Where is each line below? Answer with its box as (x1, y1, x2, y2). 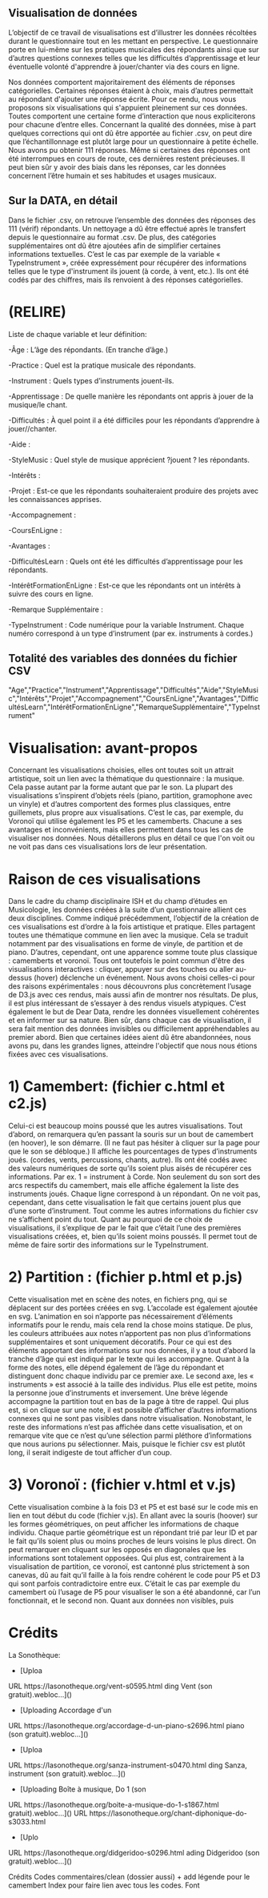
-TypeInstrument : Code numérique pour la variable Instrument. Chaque (8, 620, 245, 629)
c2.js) (8, 1094, 48, 1113)
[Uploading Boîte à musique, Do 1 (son (19, 1784, 146, 1794)
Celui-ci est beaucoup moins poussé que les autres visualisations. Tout (8, 1121, 243, 1131)
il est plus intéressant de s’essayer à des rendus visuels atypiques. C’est (8, 998, 246, 1008)
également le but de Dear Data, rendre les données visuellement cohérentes (8, 1007, 260, 1017)
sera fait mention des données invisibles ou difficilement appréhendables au (8, 1024, 260, 1033)
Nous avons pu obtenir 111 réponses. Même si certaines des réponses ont (8, 145, 250, 154)
